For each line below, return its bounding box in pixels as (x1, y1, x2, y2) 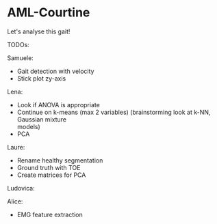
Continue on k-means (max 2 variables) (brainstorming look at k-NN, (16, 108, 211, 116)
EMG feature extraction (16, 210, 84, 219)
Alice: (7, 197, 23, 206)
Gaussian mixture (16, 115, 67, 124)
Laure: (7, 143, 25, 151)
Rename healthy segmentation (16, 156, 103, 165)
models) (16, 122, 41, 130)
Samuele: (7, 53, 34, 62)
